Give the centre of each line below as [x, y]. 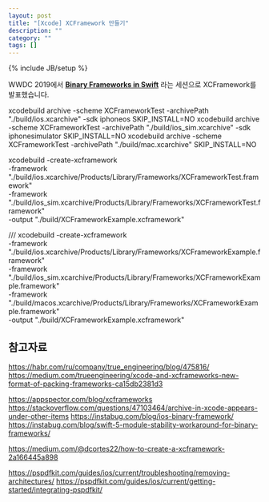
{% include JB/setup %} [48, 68]
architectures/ [31, 481]
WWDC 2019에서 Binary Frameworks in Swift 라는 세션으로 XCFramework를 [132, 85]
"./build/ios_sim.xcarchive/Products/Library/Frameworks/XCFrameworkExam [134, 277]
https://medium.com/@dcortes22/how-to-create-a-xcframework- [117, 448]
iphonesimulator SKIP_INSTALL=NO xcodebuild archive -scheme [115, 136]
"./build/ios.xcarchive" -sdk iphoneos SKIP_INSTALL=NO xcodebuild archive [134, 119]
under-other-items [39, 416]
